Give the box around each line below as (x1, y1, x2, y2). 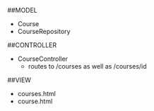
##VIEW (7, 76, 32, 84)
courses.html (17, 90, 57, 98)
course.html (17, 97, 53, 105)
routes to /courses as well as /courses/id (28, 62, 147, 70)
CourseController (17, 54, 69, 63)
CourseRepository (17, 28, 71, 35)
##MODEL (7, 6, 37, 14)
